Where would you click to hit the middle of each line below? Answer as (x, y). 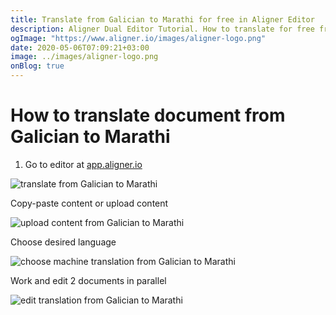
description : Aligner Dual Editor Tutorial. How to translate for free (162, 29)
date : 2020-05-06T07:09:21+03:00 (80, 47)
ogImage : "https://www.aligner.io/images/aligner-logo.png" (138, 38)
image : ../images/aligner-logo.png (84, 57)
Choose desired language (63, 242)
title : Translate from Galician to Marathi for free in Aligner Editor (162, 19)
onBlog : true (37, 66)
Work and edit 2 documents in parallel (88, 280)
